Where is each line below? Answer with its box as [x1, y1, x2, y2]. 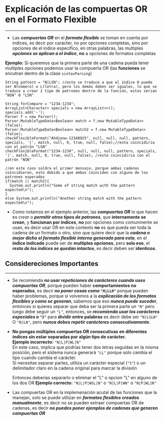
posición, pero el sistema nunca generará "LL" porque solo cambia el [12, 349, 152, 355]
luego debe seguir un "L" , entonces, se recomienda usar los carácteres [12, 309, 160, 314]
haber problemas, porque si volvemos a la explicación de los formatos [12, 293, 157, 299]
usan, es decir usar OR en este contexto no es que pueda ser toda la [12, 225, 151, 230]
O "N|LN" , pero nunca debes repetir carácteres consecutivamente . [12, 319, 151, 325]
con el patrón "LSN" [5, 144, 48, 149]
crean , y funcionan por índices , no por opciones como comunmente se [12, 219, 158, 225]
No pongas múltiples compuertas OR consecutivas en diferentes [12, 328, 147, 335]
